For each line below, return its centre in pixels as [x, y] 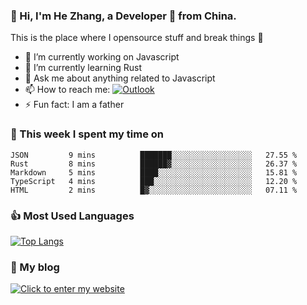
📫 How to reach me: [67, 90]
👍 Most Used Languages [72, 216]
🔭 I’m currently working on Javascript [102, 57]
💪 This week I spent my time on [87, 134]
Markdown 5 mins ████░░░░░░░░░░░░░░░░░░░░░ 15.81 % [154, 172]
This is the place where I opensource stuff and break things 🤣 [137, 38]
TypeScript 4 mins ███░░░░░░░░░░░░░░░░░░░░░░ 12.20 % [154, 181]
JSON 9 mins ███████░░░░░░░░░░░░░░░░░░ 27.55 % [154, 155]
